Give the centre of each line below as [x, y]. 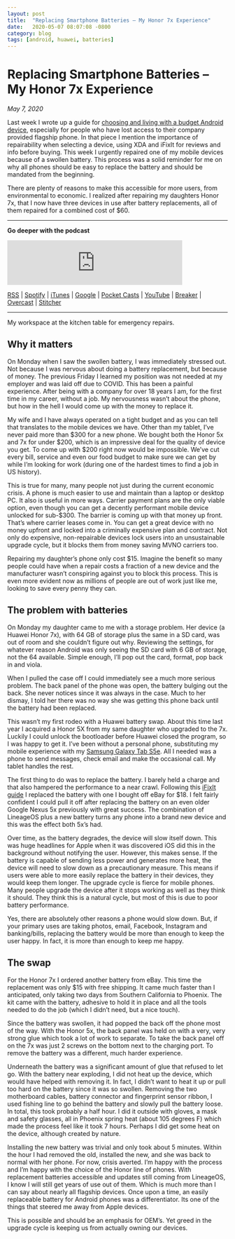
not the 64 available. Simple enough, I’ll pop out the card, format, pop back [115, 657]
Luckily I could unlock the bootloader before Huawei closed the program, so [117, 736]
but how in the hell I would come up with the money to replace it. [100, 406]
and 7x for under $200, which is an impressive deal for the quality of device [116, 441]
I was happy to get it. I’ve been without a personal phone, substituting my [113, 744]
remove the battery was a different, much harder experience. [95, 1053]
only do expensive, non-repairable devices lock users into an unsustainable [116, 538]
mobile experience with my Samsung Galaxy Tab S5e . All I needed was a [112, 751]
